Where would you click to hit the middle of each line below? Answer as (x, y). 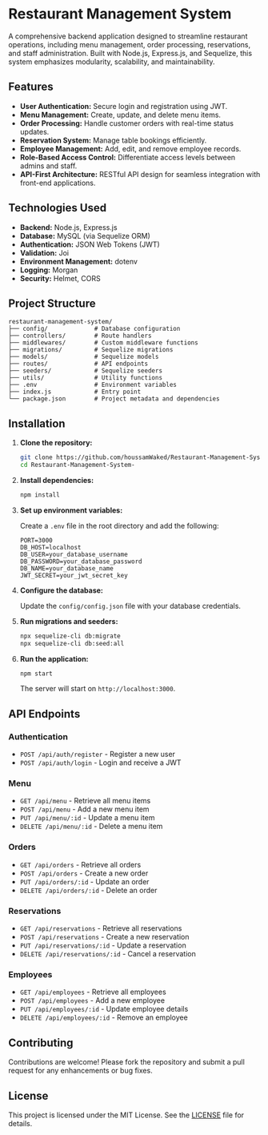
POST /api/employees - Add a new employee (92, 1000)
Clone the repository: (56, 443)
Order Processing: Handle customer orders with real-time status (127, 123)
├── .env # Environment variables (93, 385)
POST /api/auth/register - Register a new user (98, 755)
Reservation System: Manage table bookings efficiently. (113, 140)
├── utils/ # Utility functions (85, 378)
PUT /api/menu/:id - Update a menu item (87, 818)
